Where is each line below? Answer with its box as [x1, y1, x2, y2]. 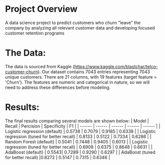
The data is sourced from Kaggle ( [5, 63, 75, 69]
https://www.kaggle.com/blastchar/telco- [74, 63, 159, 69]
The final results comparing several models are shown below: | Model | [5, 118, 149, 124]
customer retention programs [5, 30, 65, 36]
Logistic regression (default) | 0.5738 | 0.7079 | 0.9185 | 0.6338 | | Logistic [5, 128, 156, 134]
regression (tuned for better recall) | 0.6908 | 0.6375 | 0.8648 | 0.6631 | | [5, 144, 153, 150]
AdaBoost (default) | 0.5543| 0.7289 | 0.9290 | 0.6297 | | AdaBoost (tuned [5, 149, 156, 155]
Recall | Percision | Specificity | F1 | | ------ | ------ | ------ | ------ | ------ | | [5, 123, 161, 129]
